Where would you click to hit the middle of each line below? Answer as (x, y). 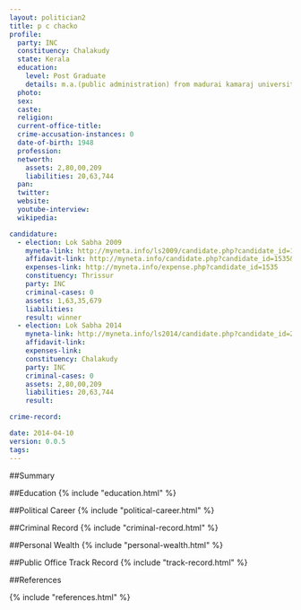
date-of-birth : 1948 (56, 143)
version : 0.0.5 (38, 441)
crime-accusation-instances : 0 (76, 135)
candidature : (34, 234)
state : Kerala (43, 59)
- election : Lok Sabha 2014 (70, 326)
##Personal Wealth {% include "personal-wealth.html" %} (116, 545)
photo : (30, 92)
